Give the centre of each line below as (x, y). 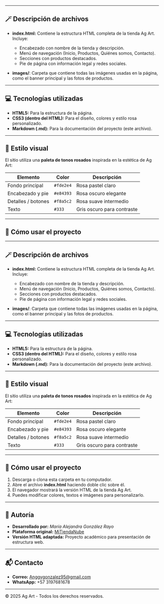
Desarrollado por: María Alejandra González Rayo (63, 527)
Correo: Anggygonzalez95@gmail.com (51, 577)
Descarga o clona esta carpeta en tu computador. (62, 479)
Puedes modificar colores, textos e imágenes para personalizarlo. (78, 495)
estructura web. (28, 542)
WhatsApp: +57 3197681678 (41, 582)
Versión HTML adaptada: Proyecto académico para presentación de (81, 537)
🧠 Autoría (20, 515)
